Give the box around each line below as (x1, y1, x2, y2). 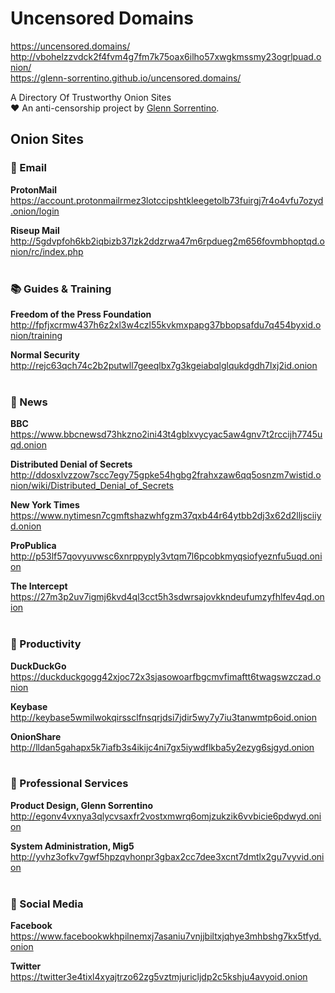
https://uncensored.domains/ (10, 40, 131, 52)
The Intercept (10, 580, 68, 592)
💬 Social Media (10, 897, 84, 911)
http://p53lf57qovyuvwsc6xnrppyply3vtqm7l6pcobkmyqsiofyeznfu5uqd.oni (10, 550, 323, 562)
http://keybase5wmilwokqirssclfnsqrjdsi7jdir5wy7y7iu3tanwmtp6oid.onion (10, 711, 317, 723)
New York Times (10, 499, 80, 511)
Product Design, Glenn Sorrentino (10, 799, 154, 811)
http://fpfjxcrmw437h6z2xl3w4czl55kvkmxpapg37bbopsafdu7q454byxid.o (10, 318, 322, 331)
